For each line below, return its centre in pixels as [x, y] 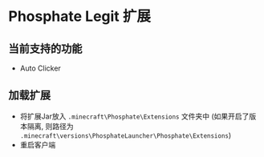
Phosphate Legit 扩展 [79, 16]
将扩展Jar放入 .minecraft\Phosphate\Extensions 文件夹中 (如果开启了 [134, 116]
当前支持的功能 [45, 48]
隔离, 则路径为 [50, 126]
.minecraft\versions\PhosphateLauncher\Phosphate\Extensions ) [126, 135]
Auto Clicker [41, 68]
